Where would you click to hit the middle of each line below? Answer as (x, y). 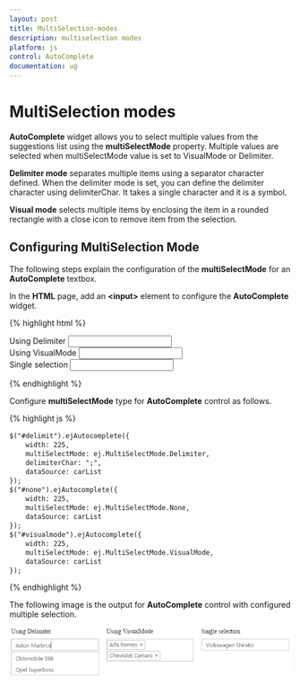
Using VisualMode (43, 352)
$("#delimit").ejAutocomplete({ (69, 435)
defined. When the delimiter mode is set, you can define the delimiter (137, 182)
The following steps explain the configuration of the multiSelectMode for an (150, 268)
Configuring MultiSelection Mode (104, 247)
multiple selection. (43, 614)
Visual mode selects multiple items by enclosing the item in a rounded (139, 209)
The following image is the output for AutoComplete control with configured (150, 604)
